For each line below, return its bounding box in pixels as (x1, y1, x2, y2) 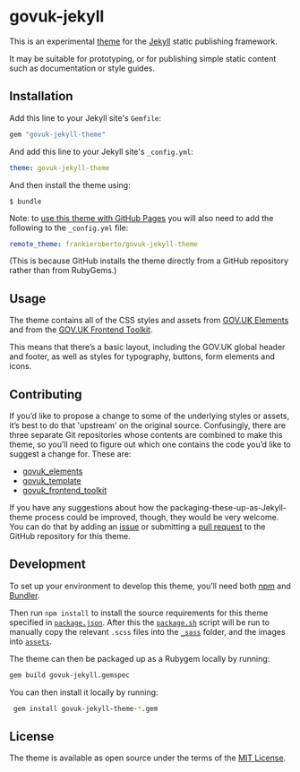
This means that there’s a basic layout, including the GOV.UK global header (9, 342, 286, 353)
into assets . (9, 636, 52, 647)
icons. (9, 361, 32, 372)
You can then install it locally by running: (9, 687, 159, 698)
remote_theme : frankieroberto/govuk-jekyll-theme (9, 239, 199, 248)
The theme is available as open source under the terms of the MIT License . (9, 752, 287, 763)
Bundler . (9, 589, 40, 601)
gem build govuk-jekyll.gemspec (9, 670, 130, 680)
